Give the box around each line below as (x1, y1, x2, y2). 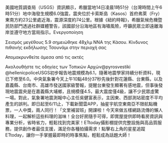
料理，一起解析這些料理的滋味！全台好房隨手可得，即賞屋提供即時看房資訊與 (5, 114, 163, 119)
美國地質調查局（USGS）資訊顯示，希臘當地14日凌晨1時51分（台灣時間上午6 (5, 4, 162, 10)
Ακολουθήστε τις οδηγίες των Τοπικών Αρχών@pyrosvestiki (5, 64, 131, 70)
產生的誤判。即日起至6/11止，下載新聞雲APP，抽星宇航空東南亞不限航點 (5, 101, 153, 107)
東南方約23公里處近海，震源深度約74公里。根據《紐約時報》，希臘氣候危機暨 (5, 17, 162, 22)
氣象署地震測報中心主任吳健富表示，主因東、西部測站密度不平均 (31, 95, 163, 101)
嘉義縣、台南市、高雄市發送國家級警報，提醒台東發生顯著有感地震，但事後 (5, 82, 158, 88)
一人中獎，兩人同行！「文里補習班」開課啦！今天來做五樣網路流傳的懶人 (13, 107, 163, 113)
